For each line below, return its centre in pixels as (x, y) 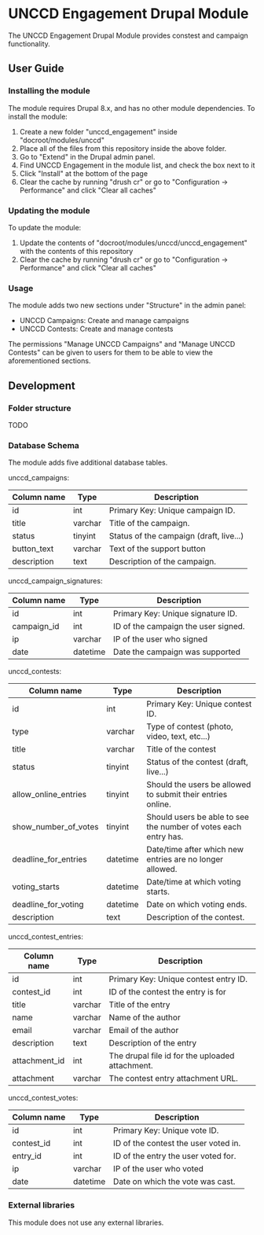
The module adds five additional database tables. (88, 463)
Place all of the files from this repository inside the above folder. (123, 148)
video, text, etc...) (178, 737)
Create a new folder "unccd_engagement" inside (99, 131)
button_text (33, 549)
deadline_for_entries (50, 859)
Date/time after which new (195, 850)
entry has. (165, 836)
